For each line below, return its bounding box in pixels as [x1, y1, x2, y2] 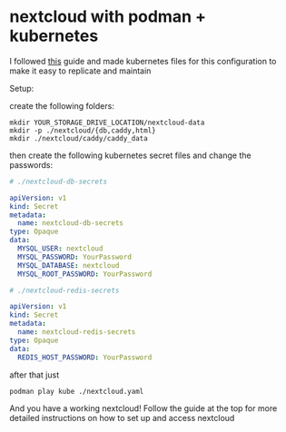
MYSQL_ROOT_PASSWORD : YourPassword [17, 270, 153, 279]
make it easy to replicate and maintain [9, 65, 152, 76]
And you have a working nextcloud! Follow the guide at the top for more [9, 402, 278, 414]
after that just [9, 369, 60, 380]
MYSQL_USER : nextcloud [17, 244, 104, 253]
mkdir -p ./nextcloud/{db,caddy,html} [9, 125, 156, 135]
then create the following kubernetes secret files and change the [9, 150, 251, 161]
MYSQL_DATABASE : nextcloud [17, 260, 120, 270]
